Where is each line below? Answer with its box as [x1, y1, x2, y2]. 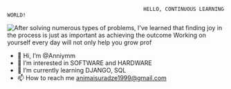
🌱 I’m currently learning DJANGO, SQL [17, 66, 127, 74]
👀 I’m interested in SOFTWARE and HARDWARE [17, 59, 152, 67]
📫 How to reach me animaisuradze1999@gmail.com [17, 74, 167, 81]
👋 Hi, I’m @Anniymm [17, 51, 76, 60]
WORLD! [7, 12, 26, 18]
